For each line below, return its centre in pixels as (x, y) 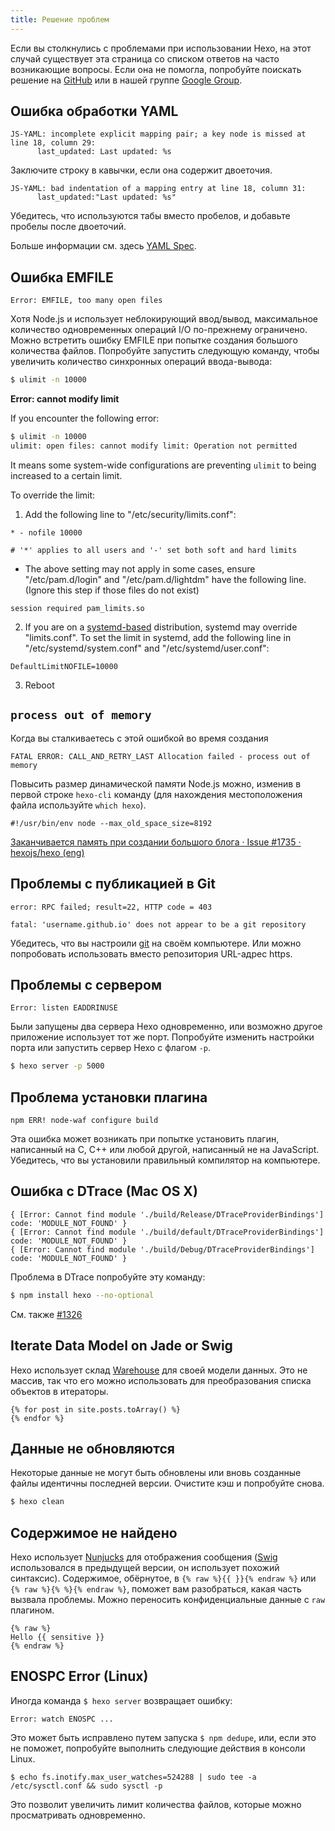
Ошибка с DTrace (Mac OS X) (104, 1191)
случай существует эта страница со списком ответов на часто (145, 58)
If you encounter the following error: (85, 418)
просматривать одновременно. (78, 1815)
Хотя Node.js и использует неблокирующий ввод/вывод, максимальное (164, 319)
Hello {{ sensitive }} (57, 1637)
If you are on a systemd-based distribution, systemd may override (161, 627)
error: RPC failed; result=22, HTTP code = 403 (111, 907)
